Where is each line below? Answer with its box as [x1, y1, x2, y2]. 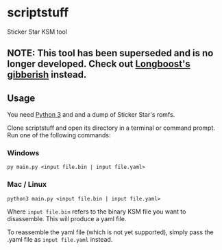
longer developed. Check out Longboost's [7, 58, 190, 70]
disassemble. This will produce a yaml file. [7, 214, 127, 223]
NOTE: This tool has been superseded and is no [7, 47, 214, 59]
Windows [7, 148, 40, 158]
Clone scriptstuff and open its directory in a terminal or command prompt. [7, 124, 216, 132]
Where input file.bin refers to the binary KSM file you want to [7, 207, 186, 216]
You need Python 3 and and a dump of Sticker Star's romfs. [7, 111, 175, 119]
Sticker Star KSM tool [7, 27, 67, 36]
